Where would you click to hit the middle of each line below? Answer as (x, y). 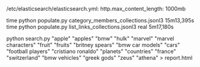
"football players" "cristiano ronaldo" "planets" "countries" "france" (91, 51)
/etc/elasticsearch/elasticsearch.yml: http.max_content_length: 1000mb (96, 9)
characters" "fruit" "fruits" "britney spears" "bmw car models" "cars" (93, 45)
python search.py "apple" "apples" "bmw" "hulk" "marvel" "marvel (91, 38)
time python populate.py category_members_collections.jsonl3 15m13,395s (100, 20)
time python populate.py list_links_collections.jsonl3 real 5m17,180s (90, 27)
